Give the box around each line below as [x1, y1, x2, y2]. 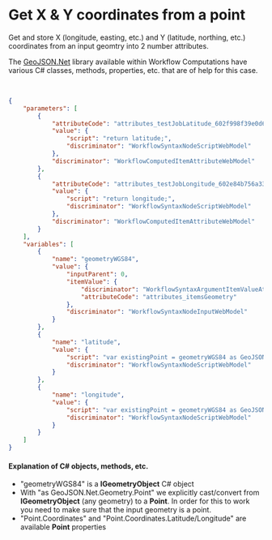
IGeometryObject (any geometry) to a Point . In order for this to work [19, 496, 250, 506]
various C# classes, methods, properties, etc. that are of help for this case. [8, 65, 258, 75]
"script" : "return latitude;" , [66, 135, 172, 143]
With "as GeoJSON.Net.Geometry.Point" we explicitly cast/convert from [19, 488, 260, 498]
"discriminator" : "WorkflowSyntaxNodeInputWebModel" [66, 308, 249, 316]
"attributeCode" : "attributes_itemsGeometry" [80, 293, 237, 301]
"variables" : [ [23, 240, 74, 248]
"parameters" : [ [23, 104, 79, 113]
